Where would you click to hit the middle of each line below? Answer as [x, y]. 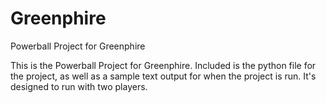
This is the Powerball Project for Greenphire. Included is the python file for [163, 65]
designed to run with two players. [79, 86]
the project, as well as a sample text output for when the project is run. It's [163, 76]
